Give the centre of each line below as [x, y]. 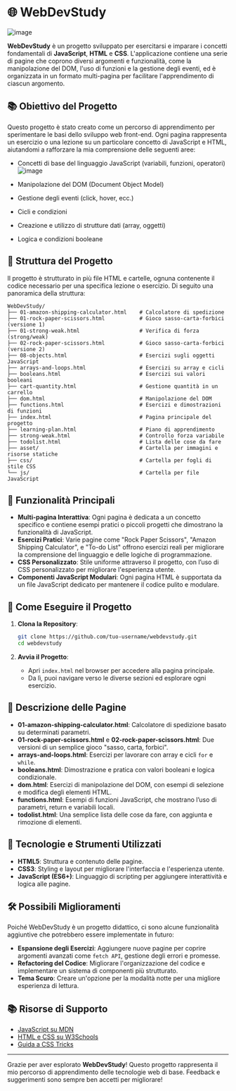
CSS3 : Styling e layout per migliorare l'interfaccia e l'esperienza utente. [121, 869]
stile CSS [22, 466]
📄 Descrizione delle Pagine [67, 708]
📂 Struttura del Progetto [60, 261]
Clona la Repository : [48, 624]
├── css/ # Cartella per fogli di [110, 460]
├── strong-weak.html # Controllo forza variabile [116, 435]
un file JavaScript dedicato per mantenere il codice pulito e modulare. [118, 585]
